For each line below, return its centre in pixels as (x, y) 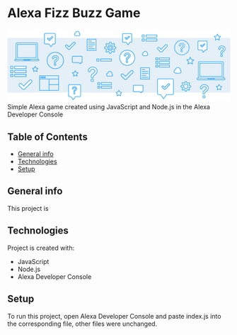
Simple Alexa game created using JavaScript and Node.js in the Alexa (109, 107)
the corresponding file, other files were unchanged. (82, 324)
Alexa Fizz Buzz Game (74, 13)
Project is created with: (41, 248)
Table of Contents (48, 137)
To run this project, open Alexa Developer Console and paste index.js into (114, 316)
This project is (28, 208)
